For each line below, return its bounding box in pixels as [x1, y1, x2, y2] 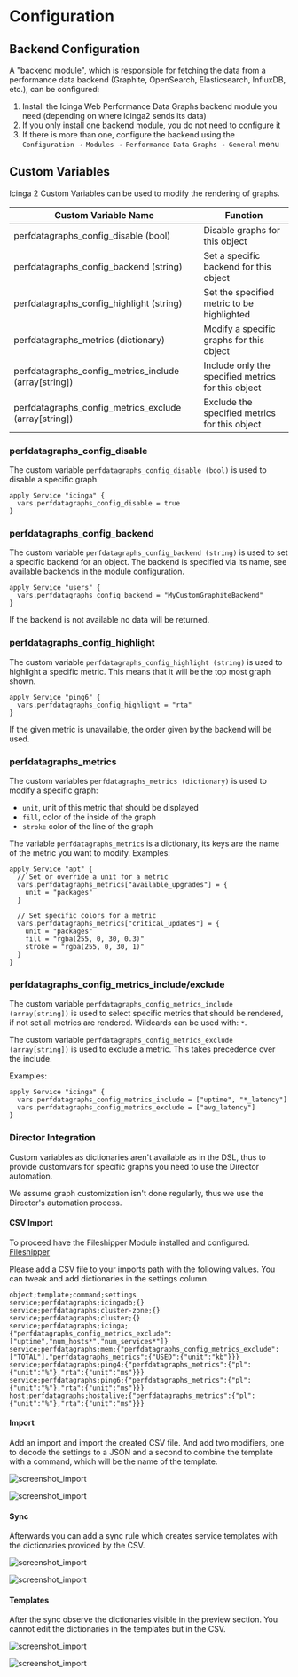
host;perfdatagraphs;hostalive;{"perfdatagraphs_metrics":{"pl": [9, 1391, 255, 1400]
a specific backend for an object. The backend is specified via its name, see [9, 557, 287, 568]
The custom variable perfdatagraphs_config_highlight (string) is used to [9, 656, 283, 667]
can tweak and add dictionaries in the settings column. [9, 1273, 209, 1283]
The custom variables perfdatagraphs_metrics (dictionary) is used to [9, 776, 268, 786]
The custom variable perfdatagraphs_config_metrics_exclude [9, 1035, 233, 1046]
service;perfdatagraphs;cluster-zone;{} [9, 1305, 161, 1314]
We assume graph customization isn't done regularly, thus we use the [9, 1187, 264, 1198]
